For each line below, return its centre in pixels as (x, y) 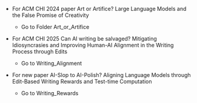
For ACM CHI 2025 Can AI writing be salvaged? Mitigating (84, 38)
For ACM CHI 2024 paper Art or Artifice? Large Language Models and (99, 9)
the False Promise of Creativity (50, 15)
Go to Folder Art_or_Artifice (55, 27)
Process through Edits (40, 51)
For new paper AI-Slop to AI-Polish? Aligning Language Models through (101, 75)
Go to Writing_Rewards (50, 93)
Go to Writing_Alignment (52, 63)
